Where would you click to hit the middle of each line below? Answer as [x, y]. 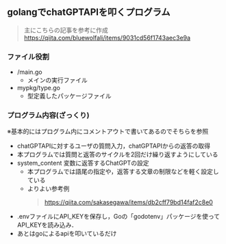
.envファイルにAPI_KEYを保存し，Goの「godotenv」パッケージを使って [118, 217]
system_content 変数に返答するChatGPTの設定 [83, 163]
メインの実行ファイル [57, 80]
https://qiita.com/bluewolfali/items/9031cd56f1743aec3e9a [107, 38]
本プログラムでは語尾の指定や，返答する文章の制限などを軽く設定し [123, 172]
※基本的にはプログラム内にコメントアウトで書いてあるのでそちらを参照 [108, 131]
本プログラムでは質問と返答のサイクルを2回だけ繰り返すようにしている [117, 154]
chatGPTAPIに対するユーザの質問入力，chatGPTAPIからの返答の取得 [114, 146]
